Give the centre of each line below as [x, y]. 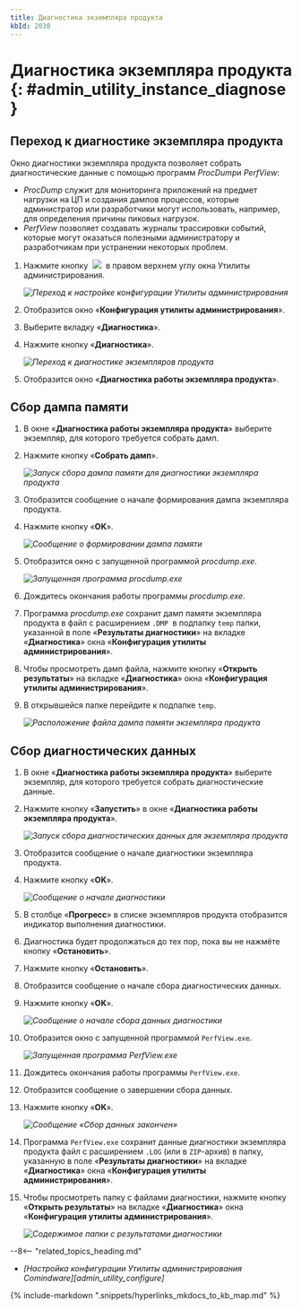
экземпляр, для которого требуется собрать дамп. [121, 438]
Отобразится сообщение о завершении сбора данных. [128, 1090]
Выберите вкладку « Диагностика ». [91, 327]
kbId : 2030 [30, 26]
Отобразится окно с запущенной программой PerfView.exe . [138, 1038]
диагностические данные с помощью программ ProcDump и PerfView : [145, 172]
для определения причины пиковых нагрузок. [111, 218]
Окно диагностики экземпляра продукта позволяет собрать [126, 163]
